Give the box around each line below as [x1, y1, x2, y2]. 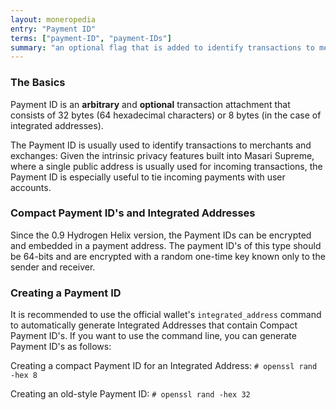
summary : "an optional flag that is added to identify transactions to [10, 42, 315, 53]
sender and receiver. [10, 261, 96, 273]
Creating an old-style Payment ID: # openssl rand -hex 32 [10, 388, 251, 400]
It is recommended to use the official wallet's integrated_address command [10, 309, 322, 321]
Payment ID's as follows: [10, 341, 112, 353]
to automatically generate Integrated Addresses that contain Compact [10, 319, 298, 331]
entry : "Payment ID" [10, 24, 97, 34]
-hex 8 [10, 371, 38, 381]
